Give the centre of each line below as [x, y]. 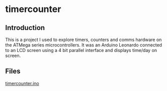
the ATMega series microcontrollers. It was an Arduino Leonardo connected [84, 45]
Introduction [25, 28]
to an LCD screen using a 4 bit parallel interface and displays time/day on [81, 50]
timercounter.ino [22, 83]
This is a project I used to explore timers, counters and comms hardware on [83, 39]
